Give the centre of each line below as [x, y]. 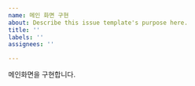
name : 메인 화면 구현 [39, 15]
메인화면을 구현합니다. [42, 74]
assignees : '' [31, 45]
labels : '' [26, 37]
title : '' [24, 30]
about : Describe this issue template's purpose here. [98, 23]
